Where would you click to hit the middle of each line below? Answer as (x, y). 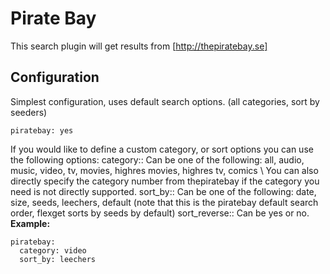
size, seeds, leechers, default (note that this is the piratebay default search (164, 202)
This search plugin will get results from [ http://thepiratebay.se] (139, 46)
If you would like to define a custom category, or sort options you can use (162, 149)
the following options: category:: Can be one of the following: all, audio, (157, 159)
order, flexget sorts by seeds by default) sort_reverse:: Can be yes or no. (160, 213)
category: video (53, 250)
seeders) (29, 112)
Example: (30, 223)
